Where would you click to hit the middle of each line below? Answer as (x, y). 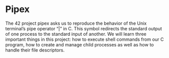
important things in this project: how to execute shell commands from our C (85, 39)
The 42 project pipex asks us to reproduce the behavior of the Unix (76, 23)
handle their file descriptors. (35, 50)
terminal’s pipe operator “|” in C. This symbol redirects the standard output (84, 28)
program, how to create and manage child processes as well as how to (80, 44)
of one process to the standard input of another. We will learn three (76, 34)
